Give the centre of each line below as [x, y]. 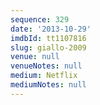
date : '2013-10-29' [51, 29]
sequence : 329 [40, 19]
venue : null [35, 57]
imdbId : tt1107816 [48, 38]
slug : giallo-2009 [48, 47]
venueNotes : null [46, 66]
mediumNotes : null [48, 85]
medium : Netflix [44, 76]
